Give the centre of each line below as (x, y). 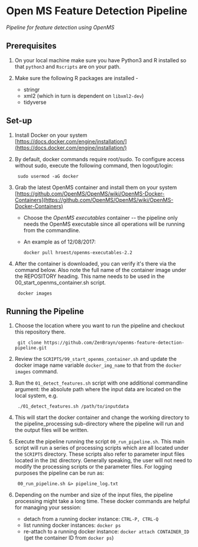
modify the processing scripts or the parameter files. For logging (93, 467)
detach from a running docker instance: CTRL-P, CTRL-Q (91, 519)
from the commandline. (52, 230)
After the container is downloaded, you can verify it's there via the (95, 263)
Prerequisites (31, 46)
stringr (32, 89)
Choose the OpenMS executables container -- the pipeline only (101, 217)
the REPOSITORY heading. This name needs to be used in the (90, 276)
